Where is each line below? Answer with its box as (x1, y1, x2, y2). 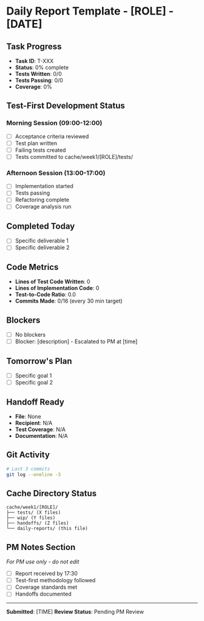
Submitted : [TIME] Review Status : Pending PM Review (6, 608, 144, 616)
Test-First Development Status (6, 101, 126, 111)
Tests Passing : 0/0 (15, 77, 64, 84)
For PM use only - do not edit (6, 558, 80, 565)
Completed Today (6, 221, 75, 231)
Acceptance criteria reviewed (15, 132, 89, 140)
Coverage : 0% (15, 83, 53, 90)
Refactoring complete (15, 196, 70, 204)
